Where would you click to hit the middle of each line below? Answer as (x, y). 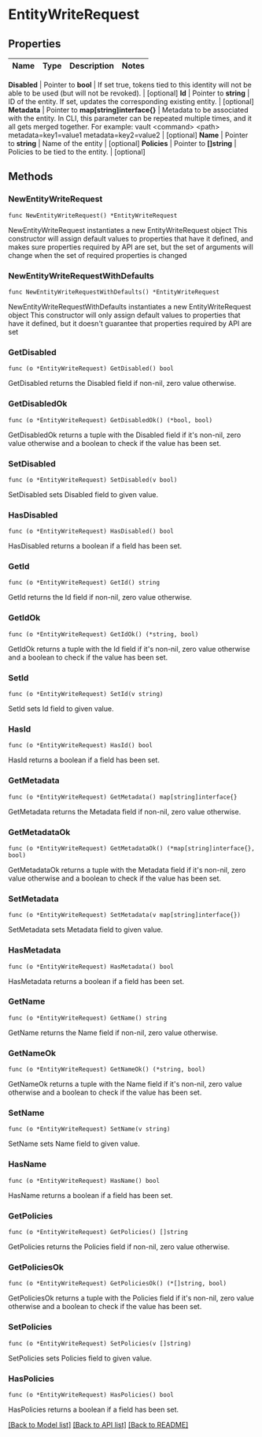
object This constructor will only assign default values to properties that (125, 315)
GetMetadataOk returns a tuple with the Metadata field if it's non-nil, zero (127, 870)
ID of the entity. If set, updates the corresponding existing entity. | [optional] (131, 101)
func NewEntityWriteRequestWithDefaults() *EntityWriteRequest (114, 292)
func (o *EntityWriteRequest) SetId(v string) (86, 694)
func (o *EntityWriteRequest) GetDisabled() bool (91, 369)
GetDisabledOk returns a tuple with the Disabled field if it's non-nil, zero (125, 435)
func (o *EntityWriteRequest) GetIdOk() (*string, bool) (103, 634)
